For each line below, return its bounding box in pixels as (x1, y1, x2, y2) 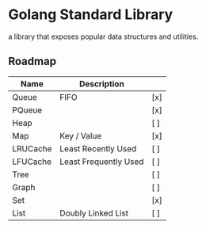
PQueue (12, 105, 43, 116)
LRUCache (12, 143, 52, 154)
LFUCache (12, 156, 51, 167)
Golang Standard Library (8, 6, 174, 24)
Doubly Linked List (59, 208, 129, 219)
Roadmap (8, 55, 57, 68)
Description (78, 78, 124, 89)
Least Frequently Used (59, 156, 144, 167)
